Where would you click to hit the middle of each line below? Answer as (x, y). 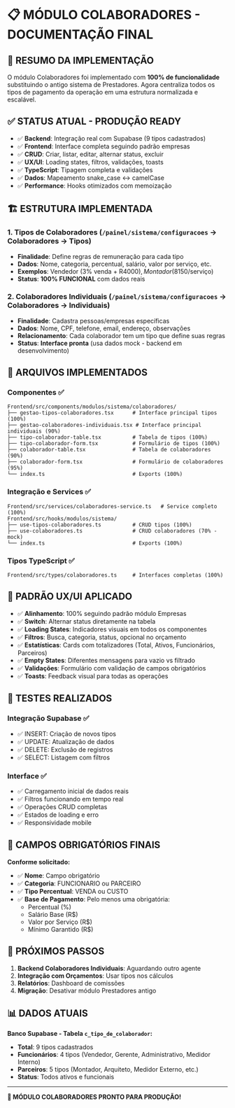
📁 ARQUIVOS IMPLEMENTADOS (78, 373)
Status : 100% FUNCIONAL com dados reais (81, 279)
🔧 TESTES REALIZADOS (60, 699)
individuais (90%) (34, 432)
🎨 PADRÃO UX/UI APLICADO (70, 597)
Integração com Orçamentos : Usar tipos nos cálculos (95, 976)
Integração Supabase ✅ (48, 718)
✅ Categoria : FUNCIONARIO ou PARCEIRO (79, 883)
